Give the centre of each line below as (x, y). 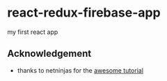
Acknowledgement (49, 54)
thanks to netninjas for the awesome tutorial (80, 70)
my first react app (33, 32)
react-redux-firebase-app (84, 13)
